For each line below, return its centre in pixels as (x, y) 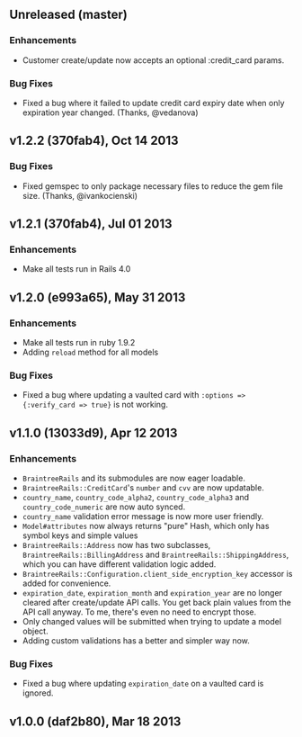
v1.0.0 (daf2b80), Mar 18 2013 (95, 721)
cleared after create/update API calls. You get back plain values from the (157, 603)
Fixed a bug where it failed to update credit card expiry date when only (153, 103)
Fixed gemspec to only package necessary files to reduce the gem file (152, 186)
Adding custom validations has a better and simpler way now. (136, 641)
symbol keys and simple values (80, 535)
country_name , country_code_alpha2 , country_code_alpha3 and (136, 498)
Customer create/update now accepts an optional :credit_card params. (153, 60)
